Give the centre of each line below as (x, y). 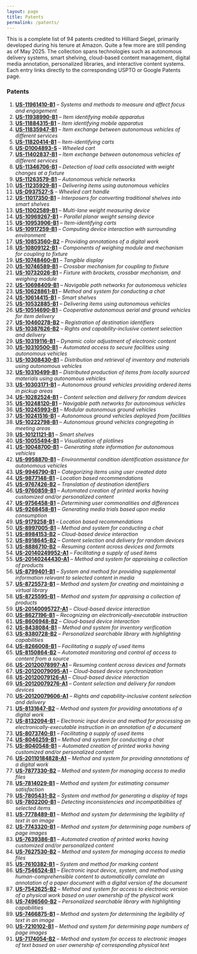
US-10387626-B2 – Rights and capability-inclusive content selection (98, 328)
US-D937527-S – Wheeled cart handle (62, 192)
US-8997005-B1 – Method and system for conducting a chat (89, 527)
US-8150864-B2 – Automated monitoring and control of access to (96, 652)
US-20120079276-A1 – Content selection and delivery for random (95, 683)
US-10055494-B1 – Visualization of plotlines (69, 441)
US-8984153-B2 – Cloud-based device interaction (77, 534)
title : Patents (25, 17)
